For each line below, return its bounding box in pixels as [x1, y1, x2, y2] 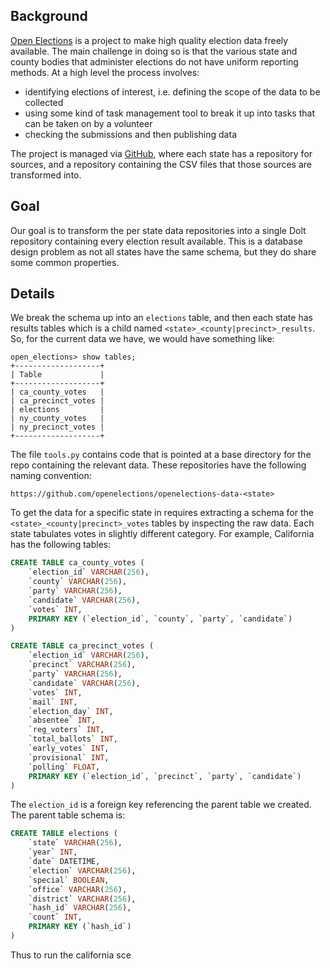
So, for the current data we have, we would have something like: [10, 333, 275, 345]
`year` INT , [28, 847, 78, 858]
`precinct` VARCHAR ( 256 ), [28, 660, 137, 670]
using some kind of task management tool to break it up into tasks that [24, 107, 315, 119]
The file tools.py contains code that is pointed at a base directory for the [10, 449, 312, 461]
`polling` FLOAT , [28, 762, 101, 772]
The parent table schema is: [10, 809, 126, 821]
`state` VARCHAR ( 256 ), [28, 838, 123, 848]
